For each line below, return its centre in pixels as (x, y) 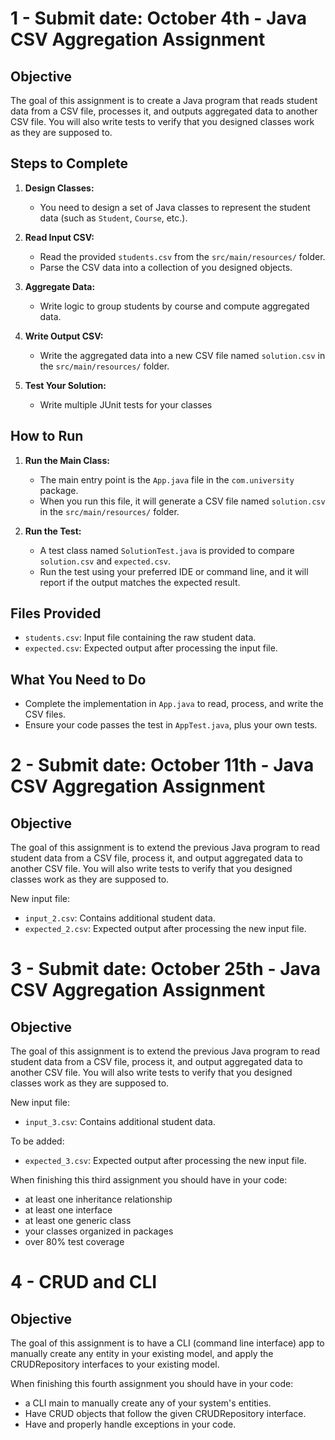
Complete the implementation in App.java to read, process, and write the (174, 704)
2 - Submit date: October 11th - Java (162, 765)
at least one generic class (78, 1221)
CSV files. (45, 714)
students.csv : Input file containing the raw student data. (140, 638)
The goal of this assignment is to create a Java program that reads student (164, 100)
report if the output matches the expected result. (140, 582)
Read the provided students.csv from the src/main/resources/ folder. (182, 256)
